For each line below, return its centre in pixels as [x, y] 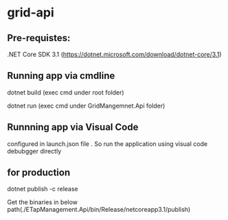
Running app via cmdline [61, 76]
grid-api [31, 13]
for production [39, 173]
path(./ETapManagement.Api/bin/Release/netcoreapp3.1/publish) [99, 210]
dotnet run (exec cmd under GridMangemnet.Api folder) [86, 106]
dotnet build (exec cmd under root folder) [66, 92]
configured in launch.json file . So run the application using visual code [107, 144]
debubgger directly [34, 151]
